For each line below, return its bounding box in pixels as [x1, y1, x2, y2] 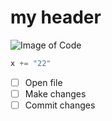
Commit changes [24, 99, 96, 111]
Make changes [24, 87, 87, 100]
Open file [24, 76, 63, 88]
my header [10, 6, 102, 29]
